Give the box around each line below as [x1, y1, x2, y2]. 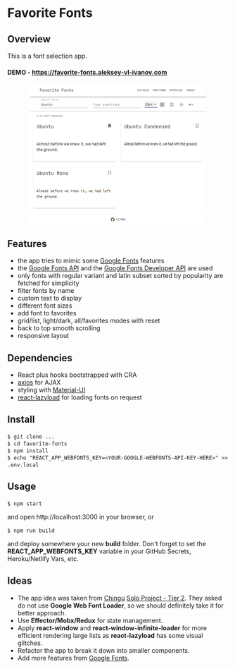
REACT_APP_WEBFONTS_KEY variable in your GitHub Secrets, [7, 547, 191, 555]
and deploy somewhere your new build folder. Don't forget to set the [7, 539, 206, 548]
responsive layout [17, 332, 69, 340]
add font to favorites [17, 309, 77, 318]
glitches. [17, 639, 43, 647]
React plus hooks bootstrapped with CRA [17, 370, 137, 379]
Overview [7, 33, 51, 45]
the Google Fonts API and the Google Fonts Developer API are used [17, 264, 213, 272]
